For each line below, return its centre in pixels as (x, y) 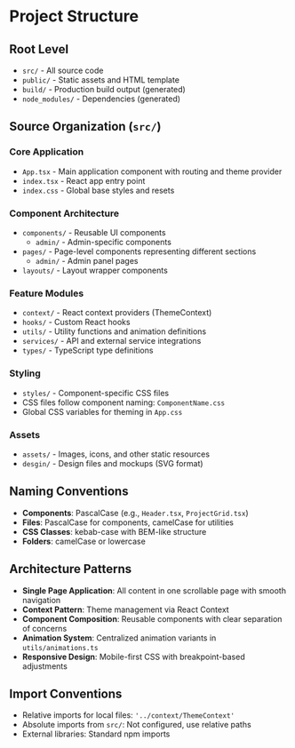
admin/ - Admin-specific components (103, 242)
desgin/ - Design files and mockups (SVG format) (112, 463)
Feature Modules (47, 293)
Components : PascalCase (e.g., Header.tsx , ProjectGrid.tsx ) (135, 513)
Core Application (47, 152)
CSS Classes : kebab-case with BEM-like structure (114, 531)
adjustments (45, 666)
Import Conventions (66, 693)
